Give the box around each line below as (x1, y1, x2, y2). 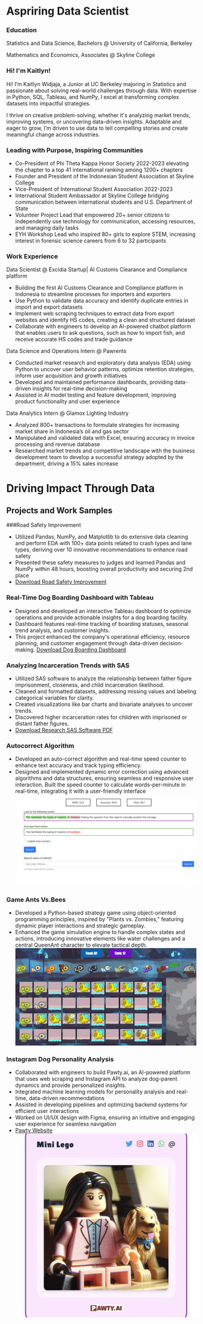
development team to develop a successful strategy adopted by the (14, 454, 184, 461)
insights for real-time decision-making (32, 385, 128, 392)
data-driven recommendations (29, 1095, 105, 1102)
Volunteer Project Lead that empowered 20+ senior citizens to (14, 211, 170, 219)
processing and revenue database (14, 441, 100, 448)
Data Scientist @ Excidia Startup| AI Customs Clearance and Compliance (6, 266, 187, 274)
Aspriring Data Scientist (6, 4, 129, 18)
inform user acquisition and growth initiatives (14, 372, 127, 380)
